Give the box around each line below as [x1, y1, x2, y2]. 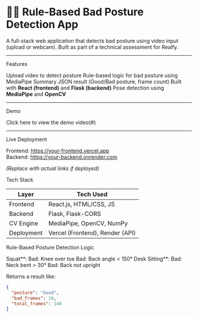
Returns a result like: [6, 273, 56, 280]
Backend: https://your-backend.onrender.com [6, 153, 118, 161]
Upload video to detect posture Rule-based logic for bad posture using [6, 72, 178, 79]
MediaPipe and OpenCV [6, 91, 67, 98]
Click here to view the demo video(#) [6, 119, 96, 126]
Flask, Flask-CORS [48, 209, 101, 218]
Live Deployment [6, 135, 47, 143]
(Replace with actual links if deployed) [6, 165, 100, 172]
